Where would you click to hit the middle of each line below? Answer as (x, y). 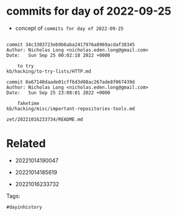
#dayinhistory (24, 207)
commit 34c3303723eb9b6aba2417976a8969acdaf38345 (71, 45)
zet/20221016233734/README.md (45, 119)
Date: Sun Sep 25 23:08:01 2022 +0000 (59, 93)
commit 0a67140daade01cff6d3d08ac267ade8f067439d (71, 82)
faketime (28, 103)
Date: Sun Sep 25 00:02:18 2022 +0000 (59, 55)
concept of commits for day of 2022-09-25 (69, 28)
